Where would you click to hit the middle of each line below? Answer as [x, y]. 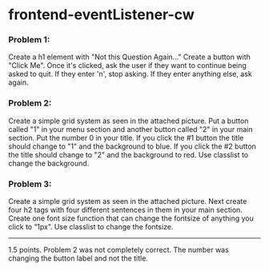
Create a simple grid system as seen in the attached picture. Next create [128, 201]
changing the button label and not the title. [78, 258]
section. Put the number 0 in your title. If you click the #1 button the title [126, 137]
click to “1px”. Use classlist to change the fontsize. [91, 227]
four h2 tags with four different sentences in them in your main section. [125, 210]
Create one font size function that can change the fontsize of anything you [131, 218]
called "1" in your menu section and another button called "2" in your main [130, 129]
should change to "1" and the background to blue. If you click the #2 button [132, 146]
